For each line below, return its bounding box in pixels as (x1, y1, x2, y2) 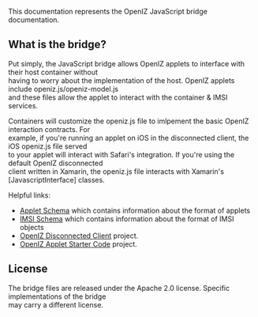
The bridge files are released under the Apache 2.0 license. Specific (8, 283, 230, 292)
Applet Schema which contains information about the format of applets (19, 206, 251, 215)
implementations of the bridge (8, 292, 107, 301)
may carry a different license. (8, 300, 104, 309)
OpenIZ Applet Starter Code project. (19, 239, 138, 248)
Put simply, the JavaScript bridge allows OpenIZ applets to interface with (8, 58, 245, 68)
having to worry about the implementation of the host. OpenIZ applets (8, 75, 235, 85)
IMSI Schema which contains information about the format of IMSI (19, 213, 234, 224)
